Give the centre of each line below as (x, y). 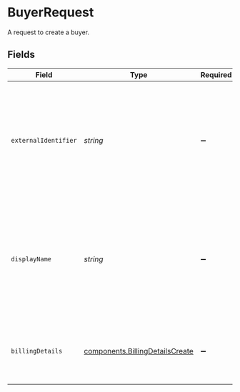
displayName (31, 259)
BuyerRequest (51, 12)
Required (216, 74)
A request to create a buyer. (49, 32)
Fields (21, 55)
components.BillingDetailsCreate (139, 351)
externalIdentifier (44, 140)
